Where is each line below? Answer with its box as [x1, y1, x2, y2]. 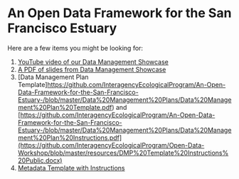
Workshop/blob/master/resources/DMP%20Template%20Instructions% [17, 148, 229, 157]
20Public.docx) [17, 155, 63, 165]
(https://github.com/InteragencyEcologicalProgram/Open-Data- [17, 140, 205, 149]
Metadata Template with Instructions [17, 163, 125, 172]
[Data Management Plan [17, 73, 89, 81]
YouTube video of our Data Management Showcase [17, 57, 169, 66]
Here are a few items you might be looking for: [7, 44, 144, 52]
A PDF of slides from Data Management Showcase [17, 65, 166, 73]
